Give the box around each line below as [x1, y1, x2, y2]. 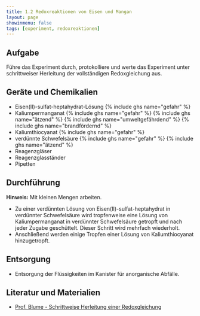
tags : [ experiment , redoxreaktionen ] [6, 25, 100, 32]
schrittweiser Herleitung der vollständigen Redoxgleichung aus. [6, 70, 162, 77]
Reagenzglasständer [14, 154, 66, 161]
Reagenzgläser [14, 147, 52, 154]
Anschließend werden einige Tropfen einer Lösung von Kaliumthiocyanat [14, 230, 194, 238]
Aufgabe [6, 47, 39, 57]
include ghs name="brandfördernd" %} [14, 122, 112, 129]
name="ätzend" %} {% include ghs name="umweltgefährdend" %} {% [14, 116, 189, 123]
